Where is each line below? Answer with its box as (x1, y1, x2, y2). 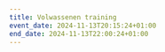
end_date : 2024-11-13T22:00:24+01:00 (9, 29, 149, 38)
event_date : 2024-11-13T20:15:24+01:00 (9, 21, 157, 30)
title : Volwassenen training (9, 12, 117, 22)
